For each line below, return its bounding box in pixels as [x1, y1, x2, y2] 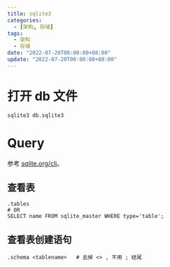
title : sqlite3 [7, 10, 52, 18]
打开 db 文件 [7, 88, 78, 104]
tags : [7, 29, 23, 37]
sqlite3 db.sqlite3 [7, 111, 64, 119]
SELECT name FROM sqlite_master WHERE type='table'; [7, 213, 164, 220]
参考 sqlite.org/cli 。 [7, 159, 64, 167]
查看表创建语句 [7, 233, 72, 245]
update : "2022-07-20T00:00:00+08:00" [7, 56, 118, 63]
